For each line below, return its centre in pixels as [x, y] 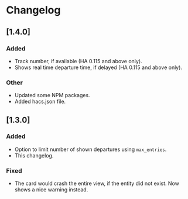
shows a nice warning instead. [51, 190]
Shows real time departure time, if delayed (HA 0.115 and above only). [98, 67]
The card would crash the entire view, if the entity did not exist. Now [97, 183]
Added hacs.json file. [40, 102]
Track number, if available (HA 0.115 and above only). [78, 61]
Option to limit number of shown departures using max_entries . [90, 149]
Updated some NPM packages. [52, 95]
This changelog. [34, 155]
